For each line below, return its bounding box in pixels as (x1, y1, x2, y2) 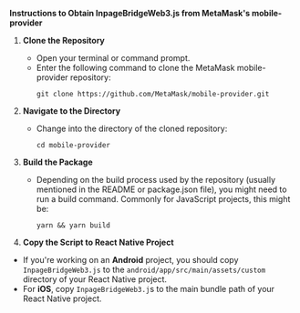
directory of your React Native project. (22, 274, 167, 285)
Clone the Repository (22, 35, 105, 45)
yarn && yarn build (36, 221, 111, 230)
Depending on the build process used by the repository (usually (36, 175, 276, 185)
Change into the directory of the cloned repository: (36, 123, 228, 134)
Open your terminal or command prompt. (36, 53, 191, 63)
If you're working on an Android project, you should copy (22, 255, 239, 265)
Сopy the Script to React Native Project (22, 237, 175, 247)
